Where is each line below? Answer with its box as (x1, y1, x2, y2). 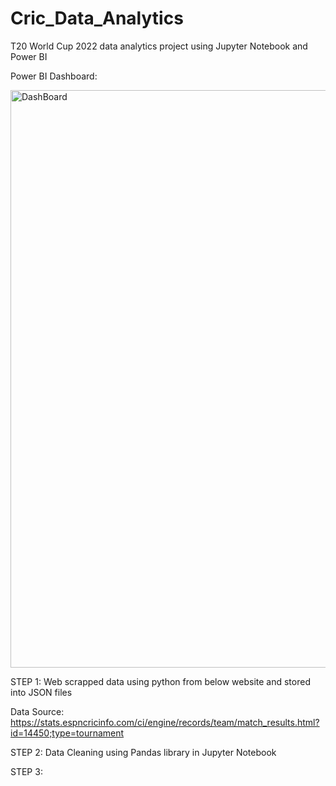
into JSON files (10, 686, 73, 698)
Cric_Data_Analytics (10, 7, 184, 30)
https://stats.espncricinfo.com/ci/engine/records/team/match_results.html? (10, 716, 320, 728)
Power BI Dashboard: (10, 70, 98, 82)
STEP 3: (10, 765, 43, 777)
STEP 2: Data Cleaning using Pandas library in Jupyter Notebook (10, 746, 277, 758)
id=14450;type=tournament (10, 727, 125, 739)
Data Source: (10, 705, 65, 717)
